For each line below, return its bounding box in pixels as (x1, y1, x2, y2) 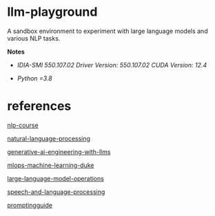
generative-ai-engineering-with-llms (7, 147, 111, 155)
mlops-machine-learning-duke (7, 161, 94, 169)
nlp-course (7, 121, 39, 129)
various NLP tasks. (7, 34, 61, 42)
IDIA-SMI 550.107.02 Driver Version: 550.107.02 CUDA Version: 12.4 (17, 61, 207, 69)
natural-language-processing (7, 134, 91, 142)
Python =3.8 (17, 74, 53, 83)
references (7, 98, 72, 114)
